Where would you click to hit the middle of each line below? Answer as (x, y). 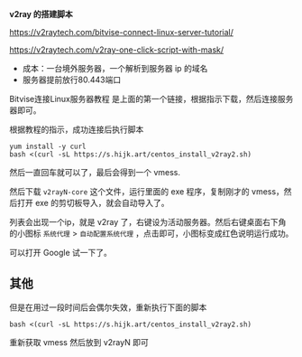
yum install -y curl (48, 146)
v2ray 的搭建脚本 (41, 14)
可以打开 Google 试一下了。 (61, 253)
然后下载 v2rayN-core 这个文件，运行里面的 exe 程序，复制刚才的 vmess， (146, 192)
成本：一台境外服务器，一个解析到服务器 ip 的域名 (115, 68)
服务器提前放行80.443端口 (72, 80)
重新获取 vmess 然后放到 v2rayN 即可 (79, 342)
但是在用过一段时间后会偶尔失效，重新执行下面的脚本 (108, 307)
